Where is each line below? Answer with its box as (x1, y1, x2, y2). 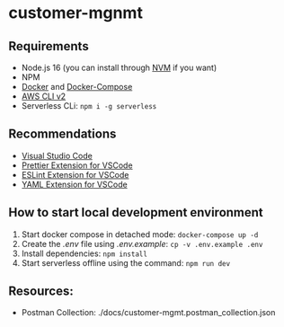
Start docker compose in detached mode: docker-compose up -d (21, 228, 259, 240)
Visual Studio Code (21, 150, 93, 161)
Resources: (8, 284, 74, 299)
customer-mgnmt (8, 3, 143, 23)
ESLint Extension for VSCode (21, 169, 129, 180)
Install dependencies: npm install (21, 248, 147, 259)
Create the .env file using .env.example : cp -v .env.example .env (21, 238, 263, 249)
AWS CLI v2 (21, 91, 67, 102)
